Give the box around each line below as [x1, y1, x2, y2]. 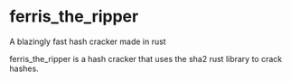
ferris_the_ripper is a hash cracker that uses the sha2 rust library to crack [9, 53, 283, 64]
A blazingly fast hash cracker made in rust [9, 36, 166, 47]
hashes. [9, 63, 39, 74]
